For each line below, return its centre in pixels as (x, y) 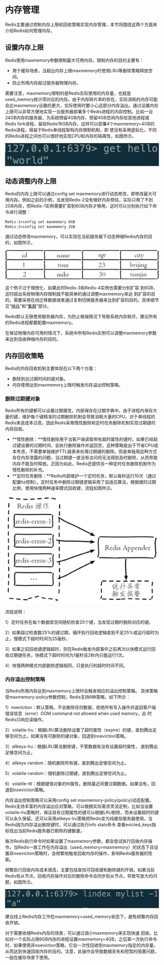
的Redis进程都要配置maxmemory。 (40, 322)
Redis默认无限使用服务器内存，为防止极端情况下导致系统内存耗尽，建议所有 (81, 316)
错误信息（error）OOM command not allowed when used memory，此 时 (79, 713)
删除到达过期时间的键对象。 (40, 379)
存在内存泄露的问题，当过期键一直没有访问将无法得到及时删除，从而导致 (85, 457)
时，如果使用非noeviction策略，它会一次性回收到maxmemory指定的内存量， (82, 945)
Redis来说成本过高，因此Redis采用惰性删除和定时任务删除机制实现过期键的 (80, 423)
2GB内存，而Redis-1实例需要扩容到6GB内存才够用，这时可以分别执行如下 (79, 206)
